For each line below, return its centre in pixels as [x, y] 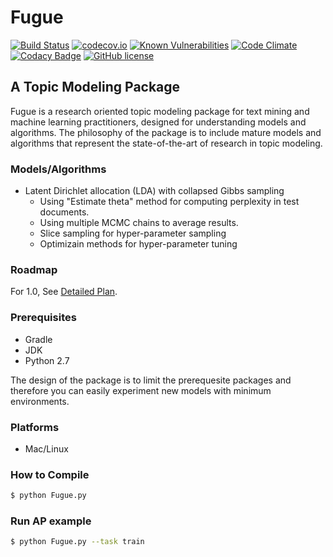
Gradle [38, 339]
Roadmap [34, 269]
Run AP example [51, 521]
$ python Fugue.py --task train [77, 542]
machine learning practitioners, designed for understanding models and [158, 122]
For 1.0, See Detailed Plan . [64, 292]
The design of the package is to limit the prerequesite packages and [151, 380]
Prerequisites [43, 318]
